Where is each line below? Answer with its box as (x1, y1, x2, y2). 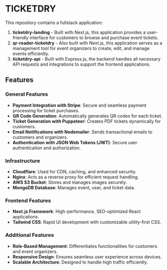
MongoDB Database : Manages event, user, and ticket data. (12, 184, 135, 190)
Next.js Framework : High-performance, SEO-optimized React (12, 208, 141, 214)
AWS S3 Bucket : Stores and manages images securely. (12, 179, 127, 185)
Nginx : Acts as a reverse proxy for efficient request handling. (12, 174, 139, 180)
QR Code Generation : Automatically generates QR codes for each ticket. (12, 113, 163, 119)
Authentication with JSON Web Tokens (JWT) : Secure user (12, 139, 138, 145)
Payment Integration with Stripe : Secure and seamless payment (12, 102, 146, 108)
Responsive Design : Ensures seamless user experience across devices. (12, 253, 162, 259)
